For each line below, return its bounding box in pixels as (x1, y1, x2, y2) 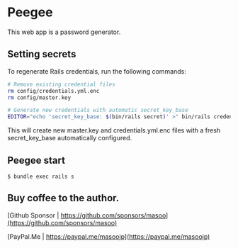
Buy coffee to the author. (7, 192, 120, 204)
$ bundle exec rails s (7, 173, 74, 180)
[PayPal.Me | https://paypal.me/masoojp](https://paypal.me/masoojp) (7, 232, 210, 241)
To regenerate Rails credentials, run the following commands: (7, 67, 186, 75)
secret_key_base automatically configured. (7, 134, 132, 142)
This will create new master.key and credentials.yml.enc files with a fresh (7, 126, 221, 135)
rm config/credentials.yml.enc (7, 87, 100, 94)
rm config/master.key (7, 94, 72, 101)
